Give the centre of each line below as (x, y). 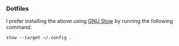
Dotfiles (18, 9)
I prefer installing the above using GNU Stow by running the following (89, 21)
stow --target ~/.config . (39, 38)
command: (19, 27)
